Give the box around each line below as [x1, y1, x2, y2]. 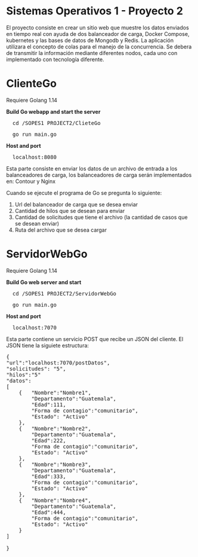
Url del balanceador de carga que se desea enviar [14, 200, 138, 208]
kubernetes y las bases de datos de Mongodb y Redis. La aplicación [6, 36, 174, 44]
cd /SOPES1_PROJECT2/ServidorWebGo [12, 290, 117, 297]
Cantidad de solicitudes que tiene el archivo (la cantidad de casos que [14, 214, 188, 221]
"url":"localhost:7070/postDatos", [6, 359, 110, 366]
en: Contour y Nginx [6, 178, 55, 185]
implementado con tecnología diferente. [6, 56, 104, 63]
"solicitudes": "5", [6, 365, 67, 372]
